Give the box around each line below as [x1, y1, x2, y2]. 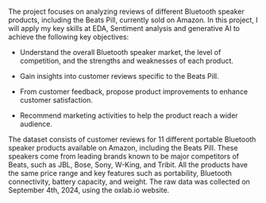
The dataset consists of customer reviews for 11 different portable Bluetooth [8, 135, 256, 144]
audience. [19, 119, 53, 128]
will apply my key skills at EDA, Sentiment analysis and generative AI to [8, 24, 241, 33]
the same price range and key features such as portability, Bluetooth [8, 169, 233, 178]
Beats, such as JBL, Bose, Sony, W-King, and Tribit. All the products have [8, 160, 249, 170]
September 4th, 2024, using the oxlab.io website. [8, 185, 170, 194]
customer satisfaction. [19, 96, 94, 104]
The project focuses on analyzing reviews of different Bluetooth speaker [8, 7, 245, 16]
